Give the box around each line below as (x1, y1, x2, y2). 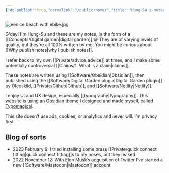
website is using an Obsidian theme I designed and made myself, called (5, 98, 153, 104)
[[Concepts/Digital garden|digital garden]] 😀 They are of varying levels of (5, 36, 158, 42)
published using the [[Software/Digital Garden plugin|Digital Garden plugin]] (5, 77, 162, 83)
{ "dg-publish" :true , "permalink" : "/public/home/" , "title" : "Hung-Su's (5, 7, 152, 13)
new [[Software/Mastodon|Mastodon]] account (12, 162, 111, 168)
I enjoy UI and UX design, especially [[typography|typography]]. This (5, 92, 148, 98)
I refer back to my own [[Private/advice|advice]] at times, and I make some (5, 56, 160, 63)
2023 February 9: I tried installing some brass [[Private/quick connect (12, 146, 157, 152)
